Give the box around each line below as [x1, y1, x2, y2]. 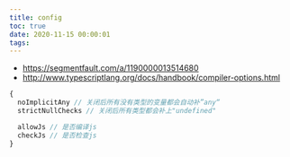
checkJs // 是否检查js [17, 131, 97, 140]
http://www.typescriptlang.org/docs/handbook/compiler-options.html [22, 73, 281, 83]
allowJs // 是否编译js [17, 122, 97, 131]
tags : [9, 38, 30, 48]
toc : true [9, 22, 47, 31]
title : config [9, 13, 63, 22]
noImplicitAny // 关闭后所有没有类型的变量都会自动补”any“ [17, 98, 221, 108]
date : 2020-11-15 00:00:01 [9, 30, 111, 39]
